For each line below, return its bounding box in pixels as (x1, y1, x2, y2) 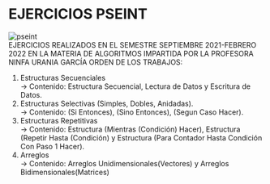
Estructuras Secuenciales (19, 73, 106, 82)
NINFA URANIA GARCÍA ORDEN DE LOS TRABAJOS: (8, 57, 183, 67)
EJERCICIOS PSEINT (8, 5, 148, 23)
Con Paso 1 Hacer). (19, 141, 85, 151)
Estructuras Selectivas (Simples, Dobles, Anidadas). (19, 98, 194, 108)
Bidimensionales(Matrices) (19, 167, 109, 177)
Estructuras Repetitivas (19, 115, 98, 125)
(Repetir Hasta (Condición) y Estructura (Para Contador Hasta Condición (19, 132, 263, 142)
